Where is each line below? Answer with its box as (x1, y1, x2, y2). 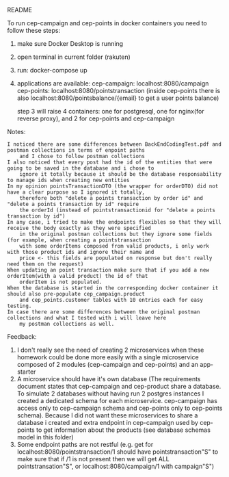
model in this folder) (16, 433, 74, 441)
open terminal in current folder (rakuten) (16, 53, 131, 61)
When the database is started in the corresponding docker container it (7, 285, 219, 292)
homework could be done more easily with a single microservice (16, 353, 200, 361)
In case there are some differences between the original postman (7, 309, 200, 315)
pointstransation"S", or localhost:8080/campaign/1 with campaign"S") (16, 462, 215, 470)
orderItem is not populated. (19, 279, 103, 285)
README (7, 6, 33, 14)
